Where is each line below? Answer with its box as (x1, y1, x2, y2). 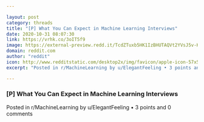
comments (6, 110, 33, 117)
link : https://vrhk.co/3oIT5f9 (6, 37, 86, 43)
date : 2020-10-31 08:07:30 (6, 31, 75, 37)
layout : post (6, 14, 39, 20)
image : (6, 42, 23, 48)
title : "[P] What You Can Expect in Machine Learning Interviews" (6, 25, 178, 31)
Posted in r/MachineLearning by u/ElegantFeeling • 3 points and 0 (6, 103, 171, 111)
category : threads (6, 19, 53, 26)
